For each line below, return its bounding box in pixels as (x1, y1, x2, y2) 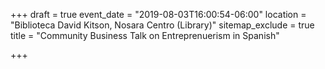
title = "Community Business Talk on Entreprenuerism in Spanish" (10, 30, 280, 41)
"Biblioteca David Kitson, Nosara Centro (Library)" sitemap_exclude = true (10, 19, 315, 31)
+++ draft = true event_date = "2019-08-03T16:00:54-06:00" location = (10, 9, 307, 20)
